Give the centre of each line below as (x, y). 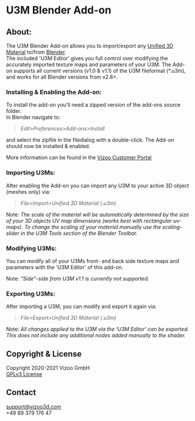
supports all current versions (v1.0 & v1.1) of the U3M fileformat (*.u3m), (100, 71)
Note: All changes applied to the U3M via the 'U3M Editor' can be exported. (97, 329)
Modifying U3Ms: (31, 248)
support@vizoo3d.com (34, 406)
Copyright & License (44, 354)
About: (19, 32)
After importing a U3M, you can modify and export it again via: (81, 307)
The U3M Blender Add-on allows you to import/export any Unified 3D (90, 46)
